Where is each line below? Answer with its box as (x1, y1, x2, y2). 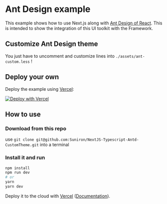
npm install (5, 166, 30, 171)
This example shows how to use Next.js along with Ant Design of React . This (5, 20, 163, 26)
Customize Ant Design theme (5, 40, 98, 48)
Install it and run (5, 154, 45, 161)
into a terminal (39, 142, 69, 148)
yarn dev (5, 184, 23, 189)
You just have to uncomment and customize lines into (5, 53, 115, 59)
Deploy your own (5, 73, 59, 81)
